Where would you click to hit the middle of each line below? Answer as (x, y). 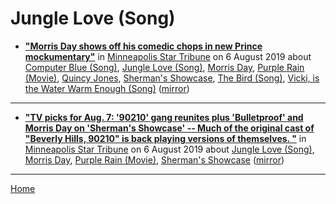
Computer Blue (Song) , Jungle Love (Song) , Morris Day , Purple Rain (164, 67)
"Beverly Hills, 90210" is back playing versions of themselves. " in (165, 138)
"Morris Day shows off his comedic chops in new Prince (143, 46)
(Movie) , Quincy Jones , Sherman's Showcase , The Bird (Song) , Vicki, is (172, 78)
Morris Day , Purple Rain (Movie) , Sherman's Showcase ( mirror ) (154, 159)
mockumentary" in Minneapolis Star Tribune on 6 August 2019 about (168, 56)
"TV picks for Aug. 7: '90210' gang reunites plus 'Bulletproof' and (164, 117)
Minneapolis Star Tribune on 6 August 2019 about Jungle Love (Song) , (169, 149)
